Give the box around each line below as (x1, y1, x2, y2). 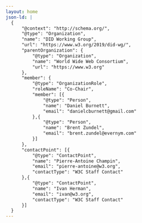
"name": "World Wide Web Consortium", (32, 58, 129, 64)
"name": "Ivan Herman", (32, 186, 92, 191)
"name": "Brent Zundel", (43, 125, 105, 131)
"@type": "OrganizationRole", (32, 81, 108, 87)
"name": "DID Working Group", (21, 36, 97, 42)
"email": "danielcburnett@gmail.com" (43, 108, 137, 114)
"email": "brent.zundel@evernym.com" (43, 130, 137, 137)
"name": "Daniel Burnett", (43, 102, 110, 109)
